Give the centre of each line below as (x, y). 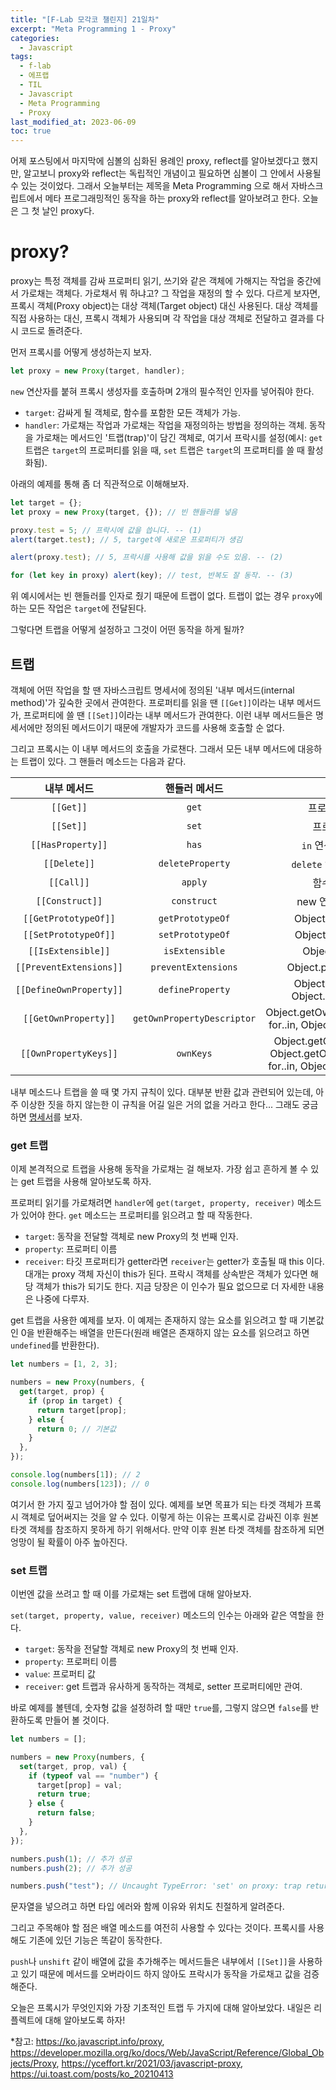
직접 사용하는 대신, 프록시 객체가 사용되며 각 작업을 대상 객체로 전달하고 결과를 (162, 318)
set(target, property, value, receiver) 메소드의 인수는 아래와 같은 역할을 (162, 1615)
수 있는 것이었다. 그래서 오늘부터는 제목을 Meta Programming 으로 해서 (150, 186)
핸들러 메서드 (194, 788)
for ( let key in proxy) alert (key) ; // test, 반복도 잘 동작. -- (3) (152, 576)
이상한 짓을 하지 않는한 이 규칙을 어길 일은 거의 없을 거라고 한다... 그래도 (160, 1104)
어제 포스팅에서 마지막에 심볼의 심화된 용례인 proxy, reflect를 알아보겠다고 (155, 161)
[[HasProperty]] (69, 844)
